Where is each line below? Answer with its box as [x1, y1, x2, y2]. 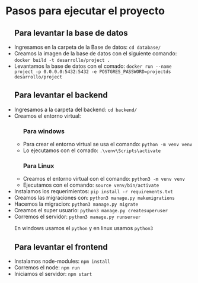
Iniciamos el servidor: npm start [14, 271, 92, 278]
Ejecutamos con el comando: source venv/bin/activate [23, 181, 159, 188]
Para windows [23, 127, 65, 135]
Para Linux [23, 162, 55, 170]
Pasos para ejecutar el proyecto [5, 4, 165, 18]
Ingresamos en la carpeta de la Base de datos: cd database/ [14, 43, 161, 51]
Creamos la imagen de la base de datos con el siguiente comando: [14, 50, 177, 57]
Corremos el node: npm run [14, 264, 81, 271]
